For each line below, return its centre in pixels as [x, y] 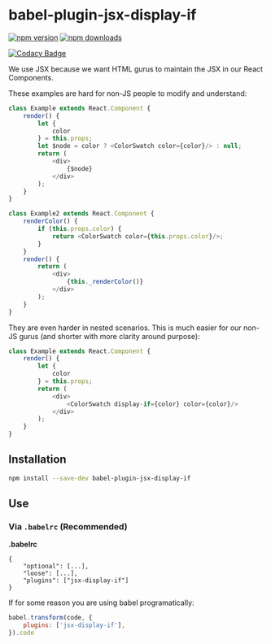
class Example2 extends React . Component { [81, 214]
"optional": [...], [56, 567]
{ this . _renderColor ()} [105, 282]
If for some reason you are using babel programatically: [101, 603]
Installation [37, 460]
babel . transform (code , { [50, 618]
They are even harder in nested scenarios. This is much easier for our [125, 328]
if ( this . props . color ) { [80, 229]
